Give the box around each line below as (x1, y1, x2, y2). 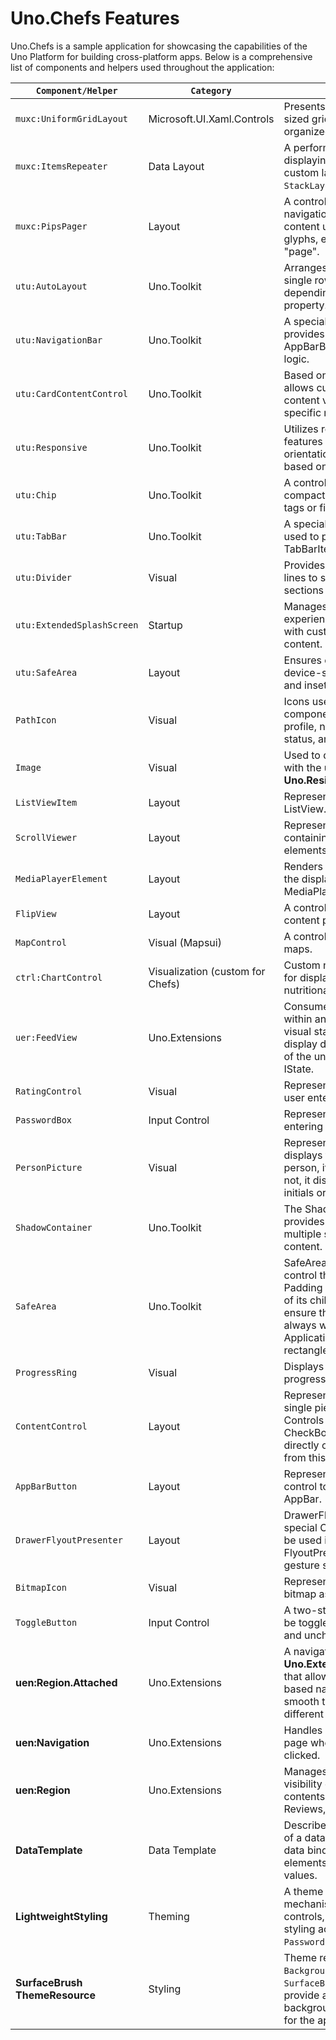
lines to (283, 570, 318, 584)
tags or (283, 500, 317, 514)
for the (283, 2013, 315, 2027)
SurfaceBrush (15, 1975, 83, 1989)
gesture (283, 1558, 320, 1572)
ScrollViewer (15, 832, 78, 843)
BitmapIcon (15, 1582, 67, 1593)
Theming (148, 1909, 190, 1923)
